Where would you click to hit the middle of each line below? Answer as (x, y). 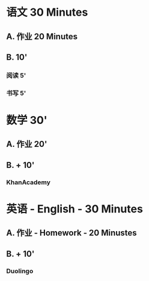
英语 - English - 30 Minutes (74, 209)
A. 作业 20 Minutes (42, 36)
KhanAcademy (29, 182)
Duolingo (20, 271)
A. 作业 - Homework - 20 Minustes (71, 233)
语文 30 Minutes (47, 12)
